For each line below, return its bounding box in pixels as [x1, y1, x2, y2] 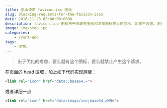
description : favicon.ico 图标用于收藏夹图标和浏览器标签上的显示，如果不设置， [5, 21, 158, 26]
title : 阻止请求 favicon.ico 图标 [5, 7, 72, 12]
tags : [5, 40, 16, 45]
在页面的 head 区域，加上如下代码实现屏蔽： [5, 69, 96, 75]
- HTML [14, 44, 28, 49]
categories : [5, 30, 30, 35]
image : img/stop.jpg [5, 26, 48, 31]
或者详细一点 [5, 88, 31, 94]
